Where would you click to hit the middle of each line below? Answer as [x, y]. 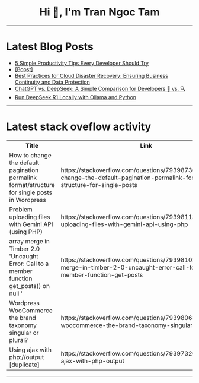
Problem [21, 209]
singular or [24, 333]
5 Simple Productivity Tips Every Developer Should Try [82, 63]
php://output [27, 357]
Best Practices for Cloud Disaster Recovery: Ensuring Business [92, 75]
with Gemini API [31, 224]
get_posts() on [30, 286]
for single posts [31, 192]
